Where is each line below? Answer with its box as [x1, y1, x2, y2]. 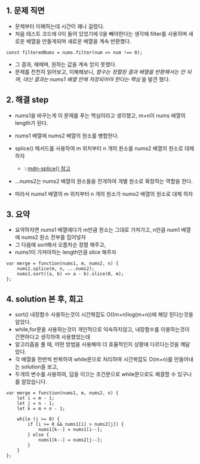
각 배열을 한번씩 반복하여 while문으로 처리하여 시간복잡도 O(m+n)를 [14, 356, 173, 363]
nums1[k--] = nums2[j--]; [38, 437, 103, 443]
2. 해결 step [6, 95, 49, 105]
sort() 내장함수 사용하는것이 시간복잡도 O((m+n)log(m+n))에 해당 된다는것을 [14, 311, 194, 318]
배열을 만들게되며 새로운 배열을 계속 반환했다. [26, 38, 131, 45]
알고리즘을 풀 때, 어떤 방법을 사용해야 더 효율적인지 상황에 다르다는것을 [14, 341, 179, 348]
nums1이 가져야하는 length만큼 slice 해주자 [14, 248, 116, 256]
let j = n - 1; [17, 401, 55, 407]
